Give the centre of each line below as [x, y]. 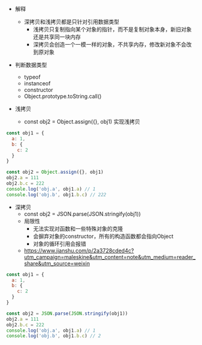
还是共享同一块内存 [57, 37]
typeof [32, 77]
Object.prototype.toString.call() [63, 96]
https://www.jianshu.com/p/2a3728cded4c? [79, 251]
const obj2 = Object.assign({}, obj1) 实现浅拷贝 [82, 122]
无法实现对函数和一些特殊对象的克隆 [78, 228]
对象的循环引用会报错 [59, 243]
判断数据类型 [31, 65]
